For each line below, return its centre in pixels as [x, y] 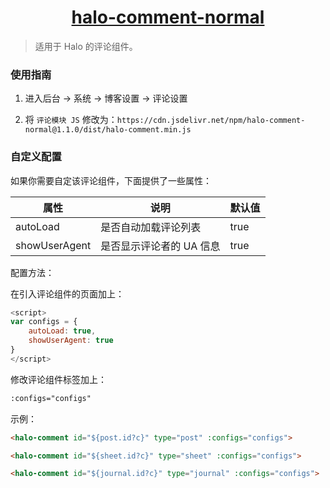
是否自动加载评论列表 [151, 227]
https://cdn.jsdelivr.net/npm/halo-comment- [211, 121]
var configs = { [44, 322]
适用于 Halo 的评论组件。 [86, 46]
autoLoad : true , [62, 331]
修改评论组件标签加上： [58, 379]
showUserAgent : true [71, 341]
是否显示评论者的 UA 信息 [160, 246]
